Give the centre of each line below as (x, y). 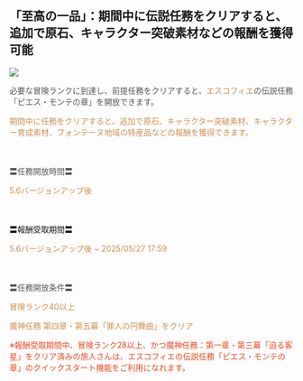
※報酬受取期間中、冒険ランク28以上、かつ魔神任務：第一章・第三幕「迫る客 (151, 345)
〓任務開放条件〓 (41, 287)
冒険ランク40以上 (42, 306)
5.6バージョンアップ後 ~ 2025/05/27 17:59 (88, 248)
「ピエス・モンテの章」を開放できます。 (84, 101)
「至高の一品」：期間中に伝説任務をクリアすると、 (148, 16)
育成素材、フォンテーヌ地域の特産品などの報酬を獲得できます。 (135, 132)
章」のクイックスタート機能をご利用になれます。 (100, 367)
